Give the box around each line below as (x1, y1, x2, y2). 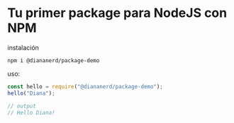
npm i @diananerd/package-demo (7, 57, 100, 64)
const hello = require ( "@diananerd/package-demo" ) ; (7, 83, 163, 90)
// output (7, 102, 37, 110)
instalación (7, 43, 39, 52)
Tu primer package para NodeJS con (7, 5, 228, 21)
